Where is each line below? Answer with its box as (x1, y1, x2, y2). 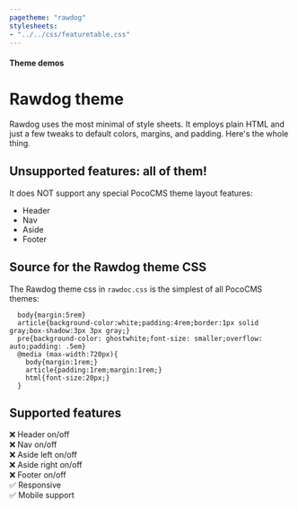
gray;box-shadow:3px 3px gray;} (9, 326, 130, 335)
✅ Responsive (9, 479, 61, 490)
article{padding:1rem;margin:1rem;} (25, 365, 163, 374)
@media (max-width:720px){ (17, 349, 118, 359)
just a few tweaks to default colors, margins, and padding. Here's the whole (9, 127, 289, 139)
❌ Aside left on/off (9, 450, 78, 461)
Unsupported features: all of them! (9, 163, 208, 180)
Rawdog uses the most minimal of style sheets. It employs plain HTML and (9, 118, 285, 129)
